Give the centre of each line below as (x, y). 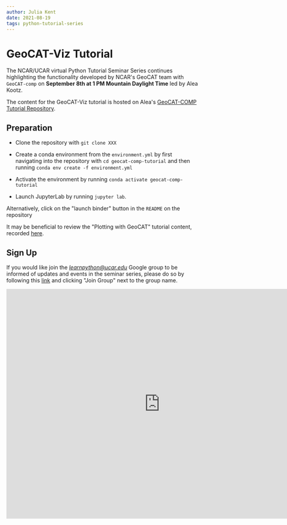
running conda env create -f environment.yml (74, 168)
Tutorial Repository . (31, 108)
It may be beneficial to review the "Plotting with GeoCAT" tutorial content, (99, 227)
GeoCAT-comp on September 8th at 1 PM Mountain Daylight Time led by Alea (102, 84)
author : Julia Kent (31, 12)
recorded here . (25, 233)
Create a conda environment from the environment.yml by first (94, 154)
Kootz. (14, 90)
